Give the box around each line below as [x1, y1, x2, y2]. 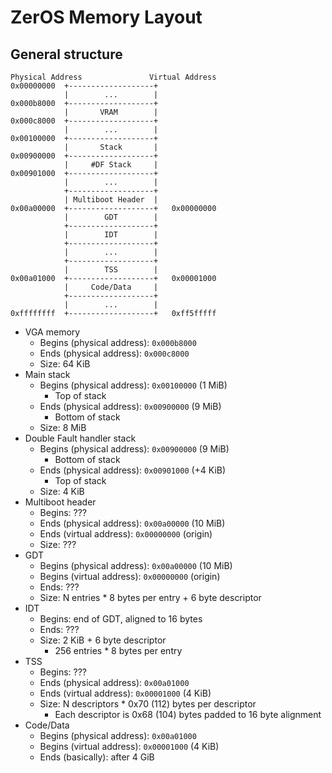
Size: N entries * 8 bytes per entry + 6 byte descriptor [39, 592, 262, 603]
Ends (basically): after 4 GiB [39, 751, 155, 763]
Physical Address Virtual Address [10, 72, 217, 82]
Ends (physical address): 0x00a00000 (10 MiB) [39, 517, 226, 529]
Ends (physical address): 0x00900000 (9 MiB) [39, 401, 222, 412]
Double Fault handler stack [24, 432, 137, 444]
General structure [10, 46, 123, 63]
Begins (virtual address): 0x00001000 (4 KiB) [39, 741, 220, 752]
